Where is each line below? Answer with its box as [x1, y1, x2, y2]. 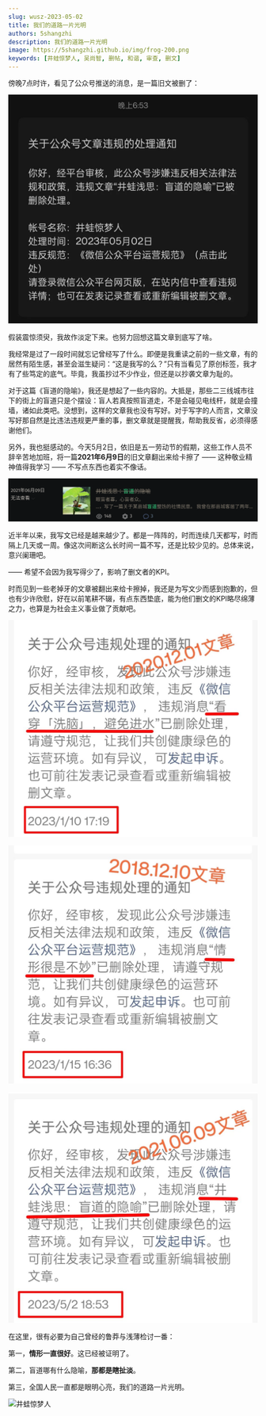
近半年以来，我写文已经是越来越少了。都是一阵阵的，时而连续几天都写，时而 [8, 530, 258, 540]
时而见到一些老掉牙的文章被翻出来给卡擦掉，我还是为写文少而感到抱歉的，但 [8, 583, 258, 593]
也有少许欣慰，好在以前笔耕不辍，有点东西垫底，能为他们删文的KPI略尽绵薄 [8, 593, 256, 603]
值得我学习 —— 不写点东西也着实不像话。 [14, 462, 151, 471]
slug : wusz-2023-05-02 [8, 13, 83, 21]
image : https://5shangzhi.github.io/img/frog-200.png [8, 46, 190, 55]
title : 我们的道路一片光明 [8, 21, 87, 29]
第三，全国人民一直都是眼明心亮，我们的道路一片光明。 [8, 1383, 188, 1392]
